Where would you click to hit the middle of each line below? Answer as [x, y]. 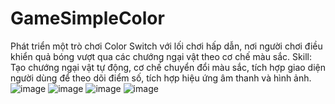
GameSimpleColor [87, 18]
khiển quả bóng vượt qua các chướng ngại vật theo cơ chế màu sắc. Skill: [161, 56]
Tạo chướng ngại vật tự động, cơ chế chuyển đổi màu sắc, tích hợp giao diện [168, 67]
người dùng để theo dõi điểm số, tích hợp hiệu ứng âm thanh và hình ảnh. [161, 78]
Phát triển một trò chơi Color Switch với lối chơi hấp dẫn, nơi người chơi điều [166, 46]
